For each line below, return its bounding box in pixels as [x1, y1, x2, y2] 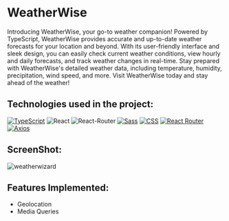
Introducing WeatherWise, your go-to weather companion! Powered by [7, 27, 208, 36]
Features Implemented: [7, 182, 109, 194]
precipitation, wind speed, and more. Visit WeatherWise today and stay [7, 71, 208, 80]
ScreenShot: [7, 144, 62, 156]
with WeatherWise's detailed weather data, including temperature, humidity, [7, 64, 222, 72]
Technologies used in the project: [7, 98, 154, 110]
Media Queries [17, 207, 59, 216]
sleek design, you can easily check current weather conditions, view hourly [7, 49, 221, 58]
